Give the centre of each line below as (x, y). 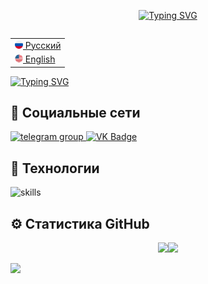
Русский (43, 45)
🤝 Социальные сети (75, 112)
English (40, 59)
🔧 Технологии (55, 168)
